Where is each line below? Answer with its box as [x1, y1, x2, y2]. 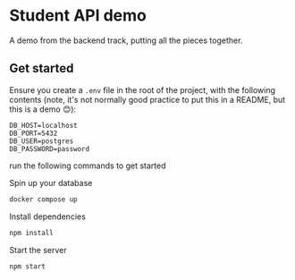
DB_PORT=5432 [9, 129, 58, 138]
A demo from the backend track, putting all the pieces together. [9, 35, 243, 46]
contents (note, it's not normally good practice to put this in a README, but [9, 94, 286, 105]
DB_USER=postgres [9, 136, 74, 146]
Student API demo [9, 5, 147, 26]
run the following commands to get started [9, 160, 167, 171]
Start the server [9, 244, 67, 255]
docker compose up [9, 194, 78, 204]
